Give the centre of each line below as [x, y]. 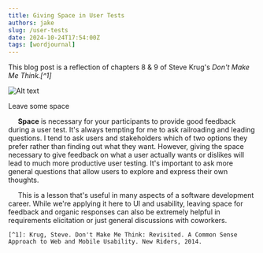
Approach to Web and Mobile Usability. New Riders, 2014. [105, 242]
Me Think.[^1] [30, 76]
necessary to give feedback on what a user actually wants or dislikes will [126, 155]
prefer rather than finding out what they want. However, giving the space [126, 147]
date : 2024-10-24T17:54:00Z [54, 37]
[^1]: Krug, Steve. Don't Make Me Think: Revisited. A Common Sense [123, 235]
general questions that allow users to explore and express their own [118, 172]
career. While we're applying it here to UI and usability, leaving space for [126, 204]
